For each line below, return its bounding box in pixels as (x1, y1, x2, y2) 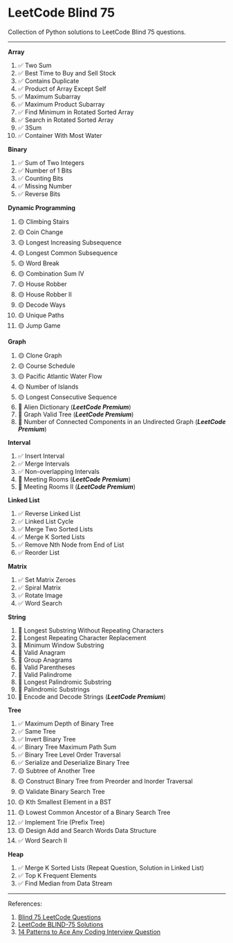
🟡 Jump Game (17, 321, 61, 330)
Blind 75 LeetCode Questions (17, 913, 102, 921)
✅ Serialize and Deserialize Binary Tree (17, 758, 130, 766)
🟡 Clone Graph (17, 351, 62, 360)
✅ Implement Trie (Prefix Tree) (17, 818, 106, 826)
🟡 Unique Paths (17, 310, 64, 319)
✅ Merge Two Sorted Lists (17, 525, 93, 533)
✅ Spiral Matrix (17, 583, 62, 592)
